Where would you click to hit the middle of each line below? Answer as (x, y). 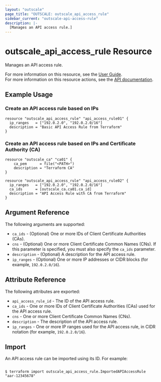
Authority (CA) (23, 149)
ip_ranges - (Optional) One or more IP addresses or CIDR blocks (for (80, 259)
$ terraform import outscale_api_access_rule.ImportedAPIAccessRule (75, 372)
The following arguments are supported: (45, 224)
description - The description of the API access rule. (65, 321)
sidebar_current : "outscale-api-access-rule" (51, 18)
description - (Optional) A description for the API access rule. (74, 254)
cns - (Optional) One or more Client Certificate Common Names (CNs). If (84, 244)
